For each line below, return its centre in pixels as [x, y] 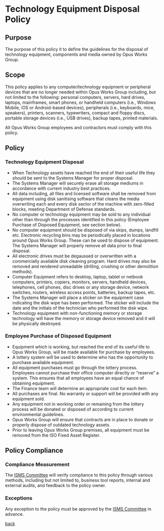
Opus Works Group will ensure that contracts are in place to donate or [83, 419]
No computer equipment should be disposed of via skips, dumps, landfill [85, 230]
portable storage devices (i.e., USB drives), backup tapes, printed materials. [82, 118]
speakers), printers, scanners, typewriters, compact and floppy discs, [75, 113]
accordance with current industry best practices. [61, 188]
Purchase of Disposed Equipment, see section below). [67, 225]
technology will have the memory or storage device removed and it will [83, 318]
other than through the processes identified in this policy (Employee [81, 219]
